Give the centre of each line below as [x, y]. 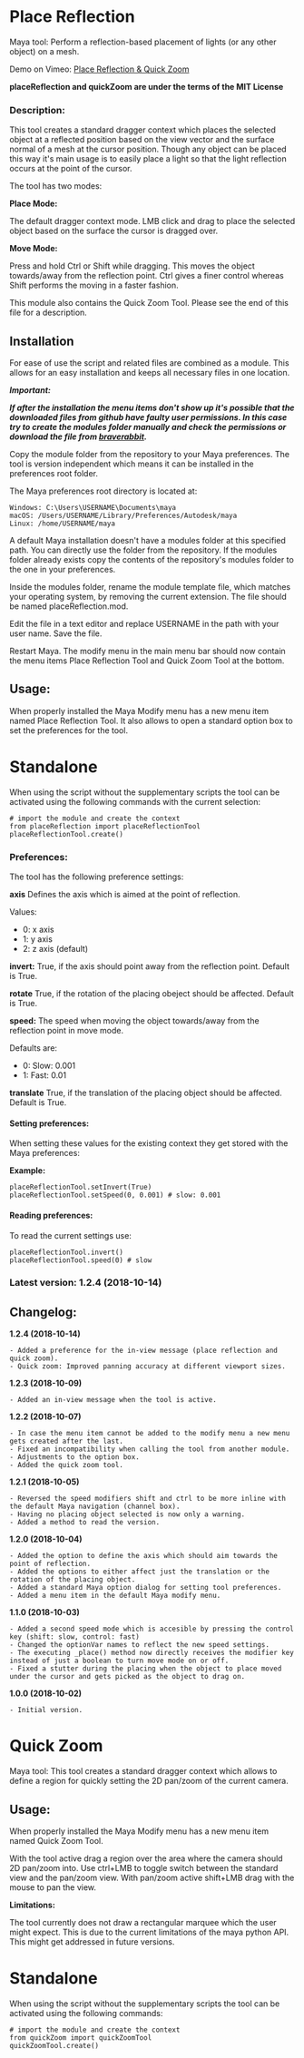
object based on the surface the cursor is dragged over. [114, 231]
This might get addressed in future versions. [92, 1941]
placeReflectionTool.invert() [67, 1252]
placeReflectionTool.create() [67, 834]
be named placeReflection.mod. [69, 606]
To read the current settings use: [70, 1235]
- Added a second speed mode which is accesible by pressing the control [152, 1629]
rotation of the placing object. [73, 1580]
